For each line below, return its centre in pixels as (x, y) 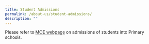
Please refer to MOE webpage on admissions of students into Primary (75, 32)
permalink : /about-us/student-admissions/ (49, 14)
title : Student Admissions (32, 9)
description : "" (21, 18)
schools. (14, 37)
